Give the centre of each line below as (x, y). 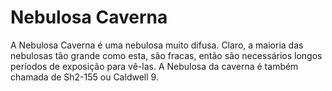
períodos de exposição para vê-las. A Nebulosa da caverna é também (154, 66)
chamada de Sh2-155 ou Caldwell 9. (84, 77)
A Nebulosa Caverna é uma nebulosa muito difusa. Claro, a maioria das (157, 45)
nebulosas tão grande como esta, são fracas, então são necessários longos (166, 55)
